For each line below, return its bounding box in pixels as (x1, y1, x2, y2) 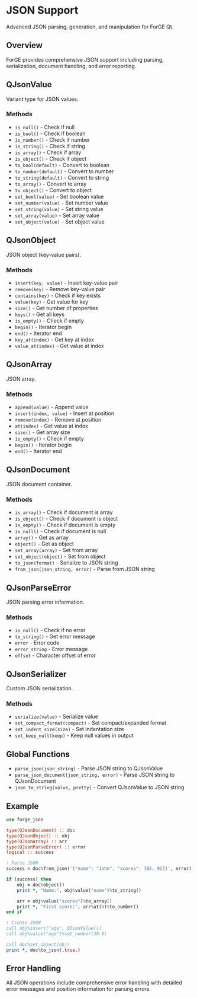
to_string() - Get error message (14, 633, 96, 640)
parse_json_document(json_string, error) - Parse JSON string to (14, 771, 175, 779)
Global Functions (6, 749, 70, 759)
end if (6, 909, 22, 915)
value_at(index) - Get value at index (14, 342, 105, 349)
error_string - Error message (14, 646, 88, 653)
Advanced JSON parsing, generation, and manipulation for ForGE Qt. (6, 23, 174, 30)
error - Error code (14, 639, 60, 646)
